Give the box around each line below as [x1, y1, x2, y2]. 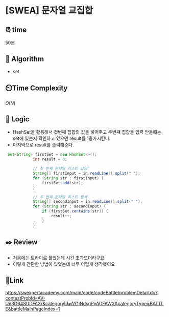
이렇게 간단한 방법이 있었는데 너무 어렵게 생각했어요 [12, 261, 115, 267]
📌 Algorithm [5, 55, 44, 64]
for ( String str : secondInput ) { [32, 204, 106, 209]
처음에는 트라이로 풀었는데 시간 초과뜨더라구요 [12, 255, 105, 261]
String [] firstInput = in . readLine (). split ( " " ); [32, 171, 140, 176]
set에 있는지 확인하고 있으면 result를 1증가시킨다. [12, 135, 111, 141]
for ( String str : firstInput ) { [32, 175, 104, 181]
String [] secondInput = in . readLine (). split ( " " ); [32, 199, 143, 204]
